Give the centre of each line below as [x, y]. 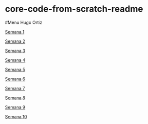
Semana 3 [15, 51]
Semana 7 [15, 88]
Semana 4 [15, 60]
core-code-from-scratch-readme [74, 9]
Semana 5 [15, 70]
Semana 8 [15, 98]
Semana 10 [16, 116]
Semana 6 [15, 79]
